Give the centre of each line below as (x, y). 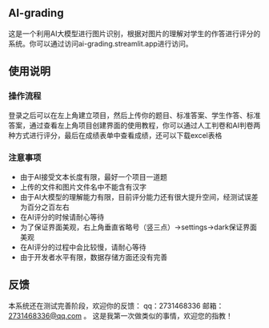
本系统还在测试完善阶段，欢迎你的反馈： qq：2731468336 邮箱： (116, 306)
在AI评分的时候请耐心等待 (62, 217)
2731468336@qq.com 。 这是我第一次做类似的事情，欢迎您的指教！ (121, 315)
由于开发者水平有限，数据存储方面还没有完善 (94, 257)
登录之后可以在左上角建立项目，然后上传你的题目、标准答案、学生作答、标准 (134, 115)
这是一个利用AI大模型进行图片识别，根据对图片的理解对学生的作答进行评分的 (134, 33)
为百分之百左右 (44, 207)
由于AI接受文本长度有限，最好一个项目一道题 (94, 176)
